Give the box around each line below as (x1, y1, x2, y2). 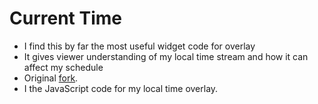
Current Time (9, 7, 122, 30)
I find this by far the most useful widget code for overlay (23, 40, 256, 52)
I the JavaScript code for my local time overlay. (23, 82, 219, 94)
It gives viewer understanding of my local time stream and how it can (23, 50, 309, 62)
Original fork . (23, 72, 79, 84)
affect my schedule (23, 61, 104, 73)
